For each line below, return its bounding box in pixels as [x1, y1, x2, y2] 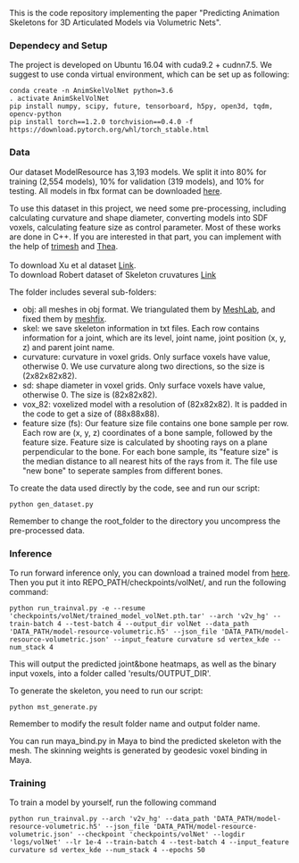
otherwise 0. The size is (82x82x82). [21, 389, 158, 400]
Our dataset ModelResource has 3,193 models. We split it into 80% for [9, 166, 267, 177]
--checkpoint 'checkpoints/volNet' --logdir [77, 830, 245, 839]
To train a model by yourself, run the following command [9, 797, 217, 808]
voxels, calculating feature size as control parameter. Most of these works [9, 222, 281, 232]
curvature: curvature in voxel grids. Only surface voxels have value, [21, 351, 270, 362]
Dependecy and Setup [9, 39, 108, 52]
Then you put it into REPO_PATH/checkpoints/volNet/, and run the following [9, 576, 287, 588]
